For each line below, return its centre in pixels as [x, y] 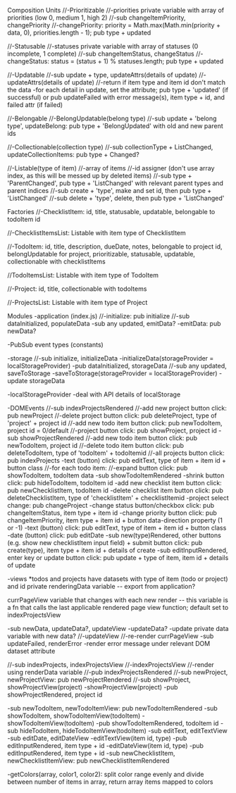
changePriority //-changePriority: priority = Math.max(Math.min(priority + [114, 25]
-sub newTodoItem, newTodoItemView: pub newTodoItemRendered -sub [113, 708]
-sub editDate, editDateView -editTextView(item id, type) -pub [97, 738]
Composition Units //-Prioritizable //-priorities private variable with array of [116, 10]
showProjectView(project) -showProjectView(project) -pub [93, 687]
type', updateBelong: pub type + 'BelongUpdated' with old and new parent [115, 126]
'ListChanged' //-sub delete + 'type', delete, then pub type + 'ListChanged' [116, 198]
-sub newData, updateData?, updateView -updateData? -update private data [118, 629]
